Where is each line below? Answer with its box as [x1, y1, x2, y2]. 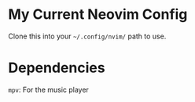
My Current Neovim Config [8, 5, 188, 24]
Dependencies [8, 59, 105, 77]
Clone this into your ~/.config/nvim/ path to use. [8, 31, 167, 41]
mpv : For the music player [8, 85, 89, 94]
